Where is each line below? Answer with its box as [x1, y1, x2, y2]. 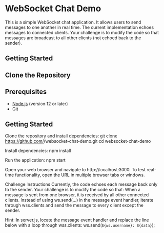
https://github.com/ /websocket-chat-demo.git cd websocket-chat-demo [5, 138, 151, 144]
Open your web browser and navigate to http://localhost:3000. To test [5, 167, 146, 173]
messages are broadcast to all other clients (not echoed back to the [5, 35, 142, 41]
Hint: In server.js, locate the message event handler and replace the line [5, 217, 149, 223]
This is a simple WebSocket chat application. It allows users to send [5, 19, 142, 25]
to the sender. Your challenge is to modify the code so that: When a [5, 187, 141, 193]
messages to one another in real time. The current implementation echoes [5, 24, 154, 30]
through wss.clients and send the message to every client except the [5, 202, 144, 208]
